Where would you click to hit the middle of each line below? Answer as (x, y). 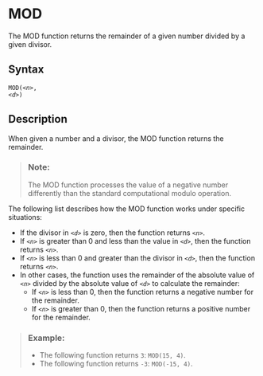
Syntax (26, 70)
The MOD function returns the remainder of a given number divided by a (127, 36)
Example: (46, 338)
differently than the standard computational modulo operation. (130, 193)
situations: (25, 217)
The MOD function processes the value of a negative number (128, 185)
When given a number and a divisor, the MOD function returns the (116, 138)
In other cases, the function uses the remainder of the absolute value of (137, 275)
